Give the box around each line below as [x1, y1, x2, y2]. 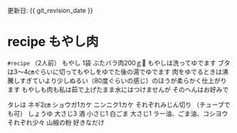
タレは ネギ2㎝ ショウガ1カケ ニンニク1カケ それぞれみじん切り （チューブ [7, 100, 224, 109]
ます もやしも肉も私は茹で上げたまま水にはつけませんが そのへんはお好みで [7, 85, 229, 94]
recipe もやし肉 [7, 34, 99, 50]
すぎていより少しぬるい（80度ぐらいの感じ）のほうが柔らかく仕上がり [19, 76, 227, 85]
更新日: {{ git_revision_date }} [7, 6, 94, 14]
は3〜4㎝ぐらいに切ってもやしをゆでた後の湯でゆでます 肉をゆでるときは [7, 67, 223, 76]
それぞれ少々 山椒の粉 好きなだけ [7, 118, 105, 127]
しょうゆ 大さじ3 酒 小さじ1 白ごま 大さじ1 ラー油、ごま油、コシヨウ [27, 109, 228, 117]
